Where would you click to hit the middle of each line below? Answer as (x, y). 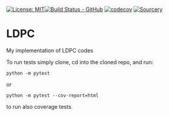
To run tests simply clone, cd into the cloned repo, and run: (80, 62)
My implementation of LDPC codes (50, 50)
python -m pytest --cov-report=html (52, 95)
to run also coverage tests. (40, 106)
